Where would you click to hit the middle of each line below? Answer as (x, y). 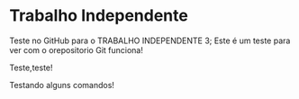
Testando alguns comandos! (62, 85)
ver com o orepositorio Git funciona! (77, 49)
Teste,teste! (31, 67)
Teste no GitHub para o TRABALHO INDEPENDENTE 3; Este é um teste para (150, 40)
